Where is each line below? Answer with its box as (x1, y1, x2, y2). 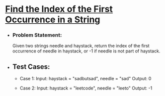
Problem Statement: (12, 32, 62, 39)
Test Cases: (12, 62, 50, 71)
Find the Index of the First (5, 3, 113, 15)
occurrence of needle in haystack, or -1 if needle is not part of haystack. (12, 48, 161, 54)
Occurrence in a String (5, 14, 100, 25)
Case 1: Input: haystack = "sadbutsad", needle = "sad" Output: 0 (19, 76, 152, 82)
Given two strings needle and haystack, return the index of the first (12, 43, 150, 49)
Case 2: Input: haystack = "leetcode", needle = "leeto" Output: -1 (19, 85, 153, 91)
